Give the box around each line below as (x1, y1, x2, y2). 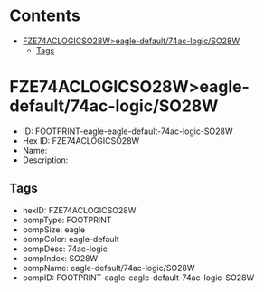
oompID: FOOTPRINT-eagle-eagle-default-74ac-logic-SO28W (22, 272, 255, 283)
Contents (9, 5, 81, 26)
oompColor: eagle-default (22, 233, 119, 244)
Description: (22, 155, 69, 165)
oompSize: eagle (22, 223, 86, 235)
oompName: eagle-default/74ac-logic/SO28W (22, 262, 195, 273)
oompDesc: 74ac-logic (22, 243, 108, 254)
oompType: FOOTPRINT (22, 214, 112, 225)
